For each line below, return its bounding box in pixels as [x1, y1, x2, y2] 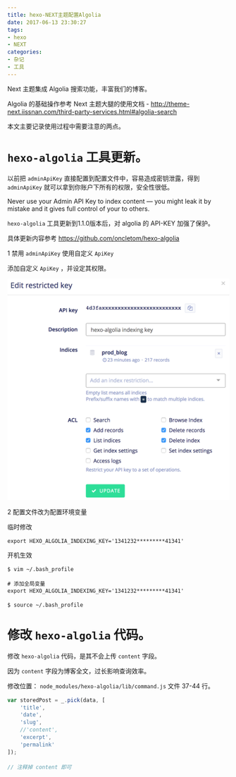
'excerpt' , [20, 734, 52, 741]
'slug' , [20, 719, 42, 726]
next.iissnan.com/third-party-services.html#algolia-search [7, 107, 178, 116]
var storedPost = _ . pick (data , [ [7, 697, 106, 704]
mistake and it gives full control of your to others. [7, 204, 150, 213]
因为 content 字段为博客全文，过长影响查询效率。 [7, 666, 150, 675]
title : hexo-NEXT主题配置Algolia [7, 11, 101, 18]
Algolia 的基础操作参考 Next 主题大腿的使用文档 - [7, 99, 149, 108]
